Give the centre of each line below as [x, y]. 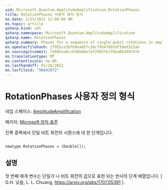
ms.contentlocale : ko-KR [31, 61]
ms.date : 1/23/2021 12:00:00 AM [39, 19]
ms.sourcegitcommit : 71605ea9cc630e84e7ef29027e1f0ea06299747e [72, 51]
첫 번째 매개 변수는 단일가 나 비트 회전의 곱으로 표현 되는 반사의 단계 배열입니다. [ [84, 176]
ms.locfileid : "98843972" [32, 70]
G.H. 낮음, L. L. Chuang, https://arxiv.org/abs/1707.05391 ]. [65, 182]
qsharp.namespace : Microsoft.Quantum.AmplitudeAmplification [70, 33]
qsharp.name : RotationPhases [35, 38]
